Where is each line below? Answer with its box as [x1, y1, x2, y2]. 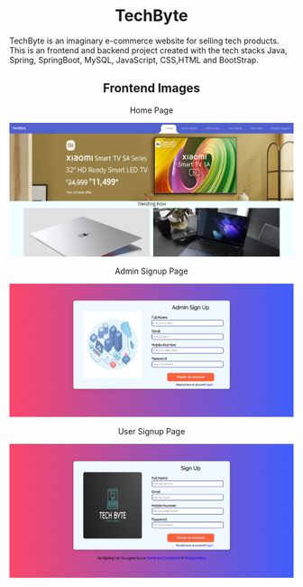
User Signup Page [117, 426, 186, 437]
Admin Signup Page [115, 266, 188, 276]
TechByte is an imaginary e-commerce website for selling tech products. [9, 35, 280, 46]
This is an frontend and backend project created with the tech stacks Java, [9, 44, 288, 55]
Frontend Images [103, 80, 200, 96]
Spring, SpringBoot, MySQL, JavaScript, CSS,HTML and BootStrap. [9, 54, 259, 65]
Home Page [129, 105, 174, 116]
